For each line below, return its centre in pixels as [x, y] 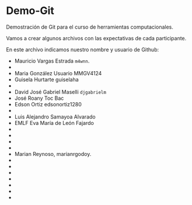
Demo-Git [30, 11]
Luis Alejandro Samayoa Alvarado [55, 117]
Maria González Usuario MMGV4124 [58, 73]
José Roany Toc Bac [39, 98]
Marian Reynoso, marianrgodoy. [53, 154]
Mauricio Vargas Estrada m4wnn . [52, 61]
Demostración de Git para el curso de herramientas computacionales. [90, 27]
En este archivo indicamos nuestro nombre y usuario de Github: [83, 49]
